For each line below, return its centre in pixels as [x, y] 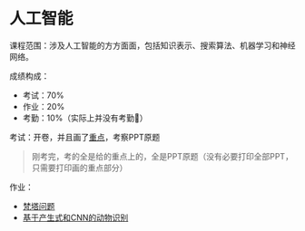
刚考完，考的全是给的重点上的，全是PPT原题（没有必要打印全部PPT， [162, 156]
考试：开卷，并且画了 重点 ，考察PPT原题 [85, 137]
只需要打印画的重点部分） [79, 168]
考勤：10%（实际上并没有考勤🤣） [85, 118]
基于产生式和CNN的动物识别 [75, 217]
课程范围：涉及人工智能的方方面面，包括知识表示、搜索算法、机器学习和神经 [152, 45]
